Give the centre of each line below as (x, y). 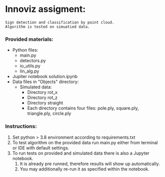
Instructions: (21, 126)
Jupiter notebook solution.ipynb (45, 77)
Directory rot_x (42, 92)
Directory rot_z (42, 97)
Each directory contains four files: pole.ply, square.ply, (83, 108)
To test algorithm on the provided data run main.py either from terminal (85, 142)
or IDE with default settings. (41, 148)
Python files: (25, 50)
